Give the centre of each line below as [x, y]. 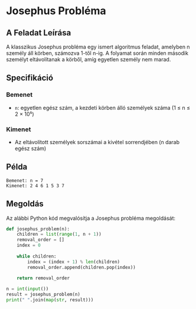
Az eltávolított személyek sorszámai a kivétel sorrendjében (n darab [97, 142]
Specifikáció [30, 78]
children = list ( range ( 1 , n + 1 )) [59, 235]
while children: [37, 256]
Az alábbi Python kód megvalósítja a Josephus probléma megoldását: [91, 218]
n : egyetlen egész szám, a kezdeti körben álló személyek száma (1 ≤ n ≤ [102, 108]
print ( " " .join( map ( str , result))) [50, 300]
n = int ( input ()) [27, 289]
